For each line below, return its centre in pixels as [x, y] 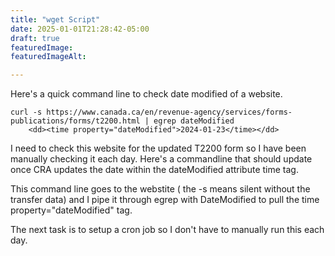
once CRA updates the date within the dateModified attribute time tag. [154, 170]
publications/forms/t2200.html [75, 121]
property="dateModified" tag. [71, 210]
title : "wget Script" [55, 19]
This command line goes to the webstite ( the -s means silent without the [160, 189]
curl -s [26, 112]
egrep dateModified [194, 121]
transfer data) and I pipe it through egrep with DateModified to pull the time [165, 200]
